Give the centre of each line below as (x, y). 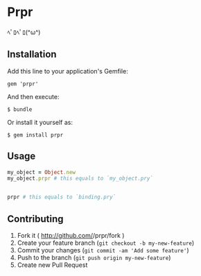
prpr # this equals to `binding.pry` (62, 197)
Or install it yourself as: (40, 122)
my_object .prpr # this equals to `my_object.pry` (80, 179)
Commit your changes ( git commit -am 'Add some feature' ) (103, 250)
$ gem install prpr (35, 135)
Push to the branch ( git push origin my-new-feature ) (94, 258)
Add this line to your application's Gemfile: (68, 71)
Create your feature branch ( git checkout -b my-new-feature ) (106, 243)
